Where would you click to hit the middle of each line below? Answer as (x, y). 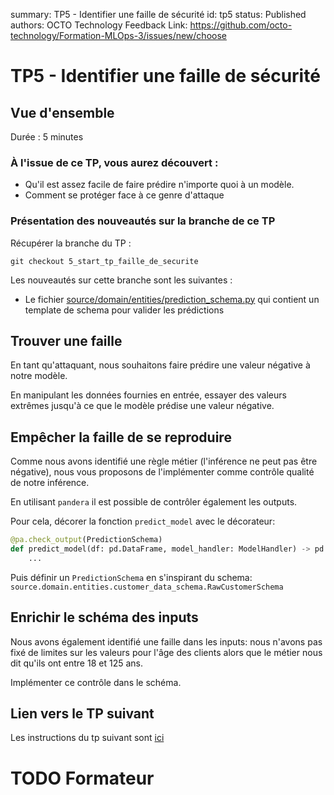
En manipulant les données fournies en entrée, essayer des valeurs (148, 395)
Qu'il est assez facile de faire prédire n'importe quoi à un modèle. (159, 185)
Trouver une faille (66, 340)
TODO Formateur (82, 778)
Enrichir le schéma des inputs (104, 617)
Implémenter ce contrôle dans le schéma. (96, 682)
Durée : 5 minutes (47, 137)
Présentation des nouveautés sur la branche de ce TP (143, 221)
